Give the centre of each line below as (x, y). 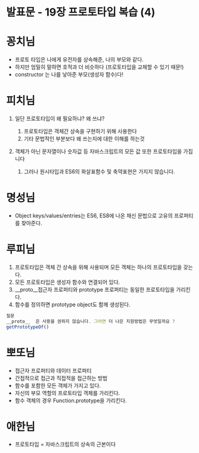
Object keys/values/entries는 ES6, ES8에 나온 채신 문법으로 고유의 (94, 215)
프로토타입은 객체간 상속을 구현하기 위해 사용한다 (80, 131)
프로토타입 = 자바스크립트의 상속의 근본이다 (65, 444)
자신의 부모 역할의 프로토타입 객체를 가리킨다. (67, 393)
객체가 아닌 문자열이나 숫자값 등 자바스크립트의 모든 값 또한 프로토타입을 (98, 151)
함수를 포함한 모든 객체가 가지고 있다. (58, 385)
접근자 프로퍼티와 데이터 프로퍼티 (53, 371)
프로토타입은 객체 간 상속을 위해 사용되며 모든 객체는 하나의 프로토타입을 (98, 267)
